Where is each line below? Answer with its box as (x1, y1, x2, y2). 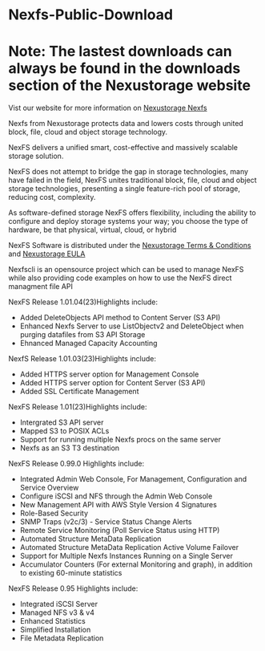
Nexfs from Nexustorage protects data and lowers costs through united (8, 119, 244, 128)
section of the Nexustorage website (8, 76, 251, 95)
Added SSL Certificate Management (19, 387, 139, 397)
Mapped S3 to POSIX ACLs (19, 426, 110, 436)
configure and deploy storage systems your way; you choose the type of (8, 217, 248, 226)
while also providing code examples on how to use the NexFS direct (8, 273, 232, 283)
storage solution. (8, 151, 64, 161)
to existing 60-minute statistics (19, 568, 122, 578)
